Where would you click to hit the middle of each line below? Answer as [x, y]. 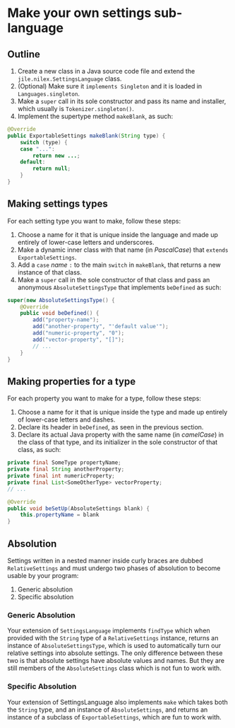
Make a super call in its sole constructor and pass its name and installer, [122, 101]
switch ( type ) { [44, 142]
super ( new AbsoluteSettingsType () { [61, 300]
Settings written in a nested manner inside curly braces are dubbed [105, 560]
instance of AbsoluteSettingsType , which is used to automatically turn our [114, 646]
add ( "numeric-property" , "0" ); [79, 333]
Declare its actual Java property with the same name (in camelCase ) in [121, 435]
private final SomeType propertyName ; [64, 463]
